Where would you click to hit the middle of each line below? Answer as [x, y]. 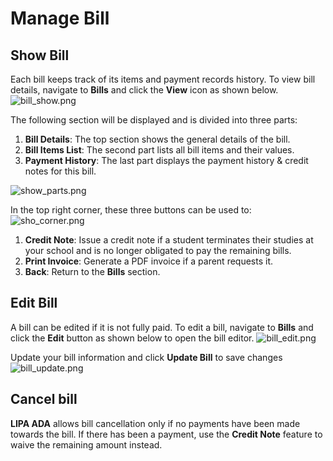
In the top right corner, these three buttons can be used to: [131, 210]
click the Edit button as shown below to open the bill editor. [132, 338]
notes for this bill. [60, 171]
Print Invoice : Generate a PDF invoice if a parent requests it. [149, 261]
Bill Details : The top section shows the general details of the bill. [157, 139]
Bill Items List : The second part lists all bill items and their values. [159, 150]
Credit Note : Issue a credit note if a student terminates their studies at [169, 240]
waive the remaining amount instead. [86, 444]
